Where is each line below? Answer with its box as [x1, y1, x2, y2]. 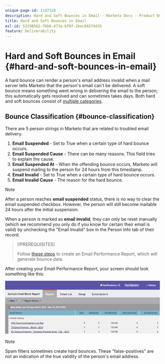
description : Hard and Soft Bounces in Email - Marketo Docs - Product [5, 13, 155, 18]
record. [5, 232, 20, 237]
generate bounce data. [17, 256, 64, 262]
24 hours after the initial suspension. [5, 206, 79, 212]
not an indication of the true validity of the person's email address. [5, 353, 140, 359]
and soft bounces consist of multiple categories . [5, 99, 103, 104]
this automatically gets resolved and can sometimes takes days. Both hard [5, 93, 156, 99]
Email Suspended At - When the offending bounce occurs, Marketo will [12, 161, 158, 167]
